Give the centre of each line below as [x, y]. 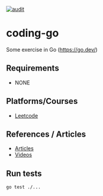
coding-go [33, 33]
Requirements [33, 68]
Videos [23, 155]
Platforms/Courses [42, 101]
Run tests [24, 173]
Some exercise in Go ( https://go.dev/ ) [52, 49]
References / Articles [46, 134]
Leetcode [26, 115]
